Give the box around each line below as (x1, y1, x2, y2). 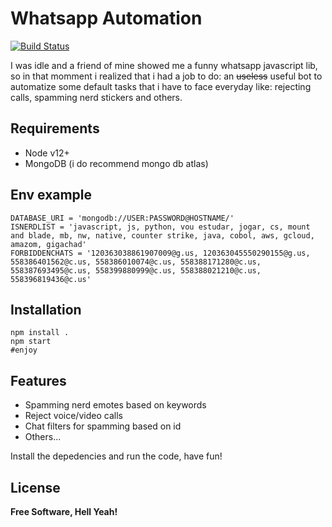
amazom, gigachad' (10, 239, 87, 249)
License (10, 479, 61, 496)
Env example (10, 187, 93, 204)
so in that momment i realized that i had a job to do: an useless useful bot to (10, 70, 323, 82)
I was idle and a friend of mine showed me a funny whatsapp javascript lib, (10, 59, 318, 71)
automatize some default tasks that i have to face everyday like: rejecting (10, 80, 312, 92)
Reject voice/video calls (24, 410, 123, 422)
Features (10, 372, 67, 389)
